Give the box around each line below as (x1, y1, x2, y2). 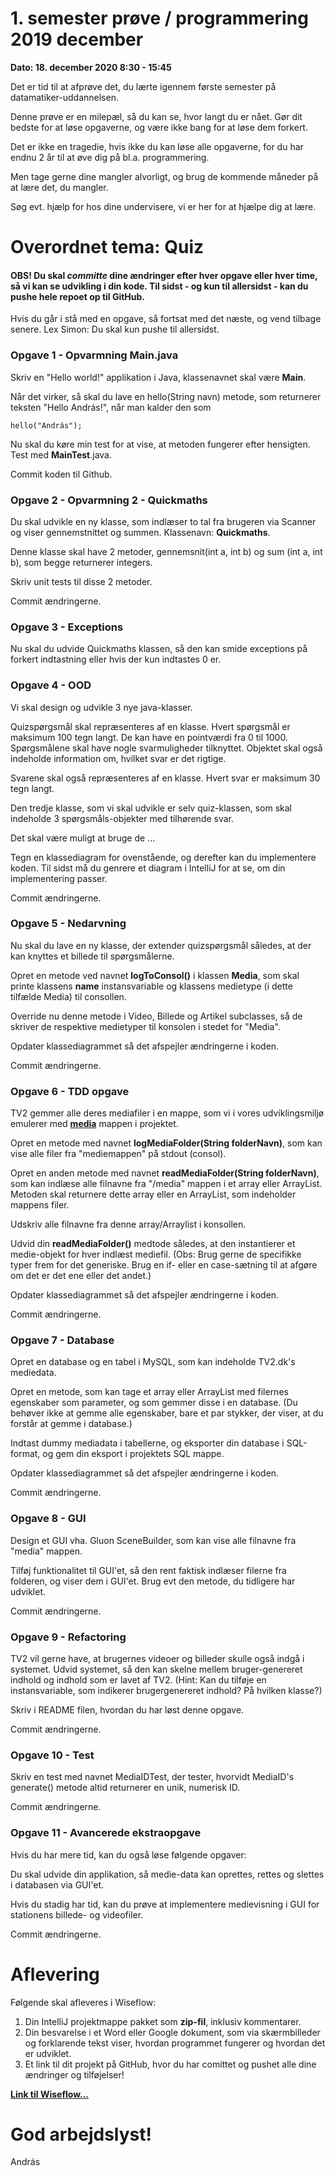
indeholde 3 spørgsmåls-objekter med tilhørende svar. (10, 812, 235, 824)
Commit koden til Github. (10, 468, 113, 480)
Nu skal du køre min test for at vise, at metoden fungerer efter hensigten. (10, 438, 311, 450)
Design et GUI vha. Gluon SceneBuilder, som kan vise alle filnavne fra (10, 1534, 297, 1546)
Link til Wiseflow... (10, 2088, 90, 2100)
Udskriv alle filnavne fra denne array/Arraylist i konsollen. (10, 1218, 247, 1231)
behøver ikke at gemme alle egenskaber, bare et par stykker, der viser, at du (10, 1407, 324, 1419)
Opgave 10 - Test (10, 1748, 95, 1762)
